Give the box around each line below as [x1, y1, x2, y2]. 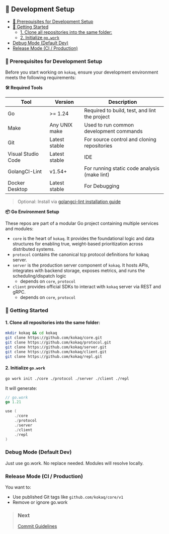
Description [108, 99, 137, 106]
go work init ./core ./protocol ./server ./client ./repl [5, 376, 129, 381]
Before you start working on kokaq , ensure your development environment [5, 69, 158, 76]
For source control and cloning [83, 136, 157, 143]
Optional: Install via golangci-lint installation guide [17, 198, 121, 205]
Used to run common [83, 121, 134, 128]
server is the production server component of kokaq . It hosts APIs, [12, 262, 150, 269]
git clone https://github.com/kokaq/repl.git [5, 354, 102, 359]
